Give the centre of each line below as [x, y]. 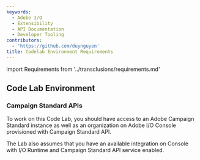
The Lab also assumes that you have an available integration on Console [97, 144]
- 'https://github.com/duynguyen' [56, 46]
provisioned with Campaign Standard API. [59, 132]
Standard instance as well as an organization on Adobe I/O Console [91, 125]
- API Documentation [38, 29]
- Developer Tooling [38, 35]
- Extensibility [32, 23]
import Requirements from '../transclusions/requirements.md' [83, 69]
